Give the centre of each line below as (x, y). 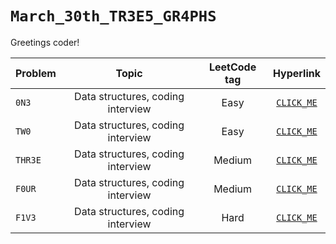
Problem (36, 73)
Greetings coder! (45, 42)
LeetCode (233, 67)
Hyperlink (296, 73)
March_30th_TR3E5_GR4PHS (113, 16)
